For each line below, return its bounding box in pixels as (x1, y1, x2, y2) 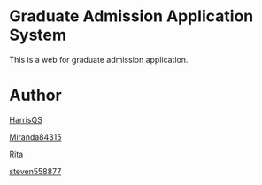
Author (9, 86, 62, 105)
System (9, 25, 67, 45)
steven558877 (9, 166, 62, 176)
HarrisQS (9, 114, 42, 125)
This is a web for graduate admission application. (9, 54, 189, 65)
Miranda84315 (9, 131, 62, 143)
